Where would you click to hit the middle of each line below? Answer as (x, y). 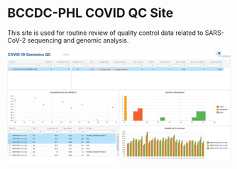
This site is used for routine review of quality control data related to (105, 33)
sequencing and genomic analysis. (78, 40)
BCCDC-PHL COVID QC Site (90, 13)
